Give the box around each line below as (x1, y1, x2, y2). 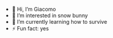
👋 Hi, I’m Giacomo (11, 6, 56, 12)
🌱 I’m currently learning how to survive (11, 18, 108, 25)
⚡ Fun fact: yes (11, 25, 49, 32)
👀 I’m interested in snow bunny (11, 12, 88, 19)
